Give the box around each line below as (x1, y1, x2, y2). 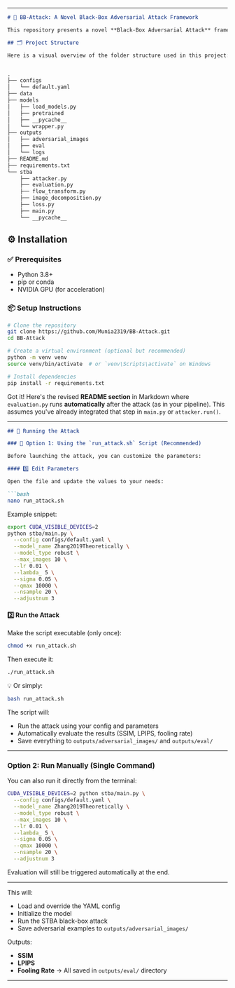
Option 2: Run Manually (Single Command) (7, 760, 155, 770)
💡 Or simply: (7, 682, 43, 690)
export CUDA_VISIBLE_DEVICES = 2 (7, 523, 99, 530)
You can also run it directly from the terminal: (7, 776, 137, 785)
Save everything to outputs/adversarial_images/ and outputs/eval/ (17, 737, 213, 745)
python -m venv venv (7, 354, 68, 361)
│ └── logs (7, 149, 45, 156)
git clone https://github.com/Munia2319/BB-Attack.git (7, 328, 171, 335)
